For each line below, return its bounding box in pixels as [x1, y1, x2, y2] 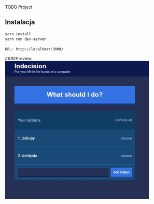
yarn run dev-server [5, 36, 47, 42]
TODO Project [5, 4, 33, 10]
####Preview [5, 56, 32, 62]
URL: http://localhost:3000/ [5, 47, 64, 52]
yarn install [5, 31, 31, 36]
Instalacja [5, 18, 35, 26]
